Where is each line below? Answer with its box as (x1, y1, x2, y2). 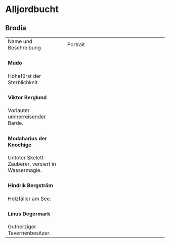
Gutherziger (8, 223, 36, 230)
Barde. (8, 119, 24, 127)
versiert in (32, 160, 57, 167)
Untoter (8, 154, 26, 161)
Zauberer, (8, 160, 31, 167)
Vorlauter (8, 107, 30, 114)
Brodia (5, 24, 26, 32)
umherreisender (8, 113, 46, 120)
